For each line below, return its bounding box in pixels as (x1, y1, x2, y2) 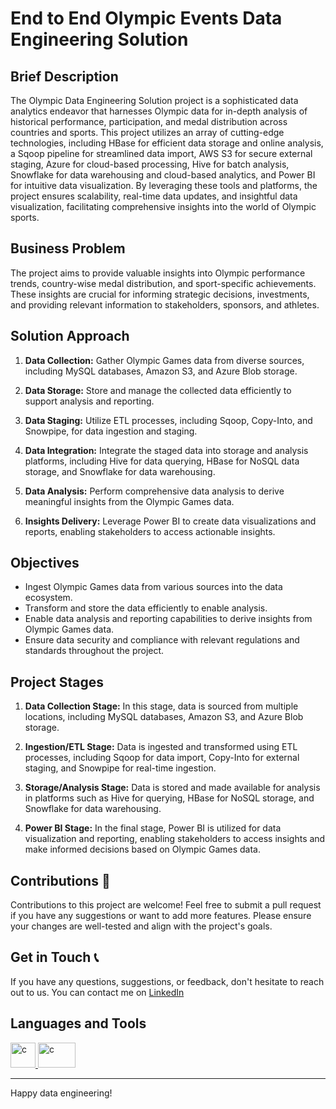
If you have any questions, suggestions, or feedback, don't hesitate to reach (10, 975, 325, 987)
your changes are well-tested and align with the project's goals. (10, 920, 273, 932)
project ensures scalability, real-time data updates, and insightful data (10, 190, 298, 202)
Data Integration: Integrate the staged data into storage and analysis (24, 444, 309, 456)
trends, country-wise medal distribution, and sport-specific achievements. (10, 277, 317, 289)
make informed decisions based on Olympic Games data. (24, 843, 262, 856)
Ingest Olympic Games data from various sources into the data (24, 581, 283, 593)
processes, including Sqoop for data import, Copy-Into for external (24, 752, 300, 764)
